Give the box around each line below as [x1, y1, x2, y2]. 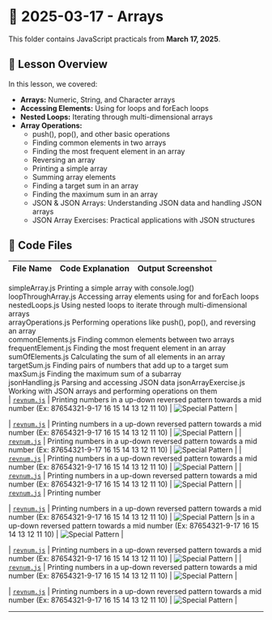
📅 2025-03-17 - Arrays [8, 7, 164, 26]
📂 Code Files [8, 239, 73, 253]
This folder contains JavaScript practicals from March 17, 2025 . [8, 34, 221, 44]
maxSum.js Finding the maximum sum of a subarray [8, 368, 182, 379]
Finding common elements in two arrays [32, 138, 167, 147]
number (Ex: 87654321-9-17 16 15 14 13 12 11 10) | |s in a [8, 512, 255, 521]
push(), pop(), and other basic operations [32, 129, 170, 138]
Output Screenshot [137, 262, 213, 274]
